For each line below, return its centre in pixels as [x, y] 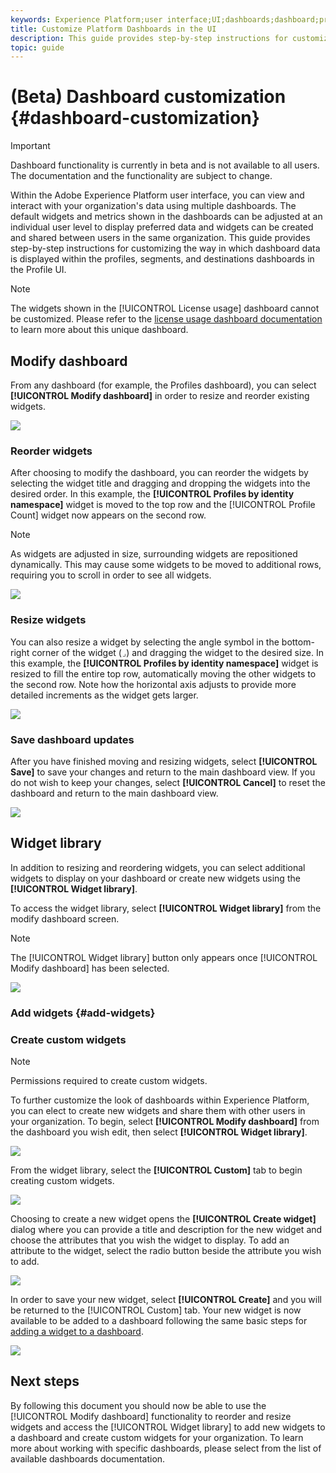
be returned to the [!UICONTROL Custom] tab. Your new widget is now [156, 1310]
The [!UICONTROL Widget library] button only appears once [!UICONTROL [164, 957]
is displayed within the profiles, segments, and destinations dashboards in [162, 259]
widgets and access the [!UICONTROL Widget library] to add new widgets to [168, 1427]
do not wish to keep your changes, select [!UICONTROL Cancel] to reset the [168, 782]
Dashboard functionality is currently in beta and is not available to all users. [165, 165]
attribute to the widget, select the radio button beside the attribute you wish [166, 1250]
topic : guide [37, 47]
